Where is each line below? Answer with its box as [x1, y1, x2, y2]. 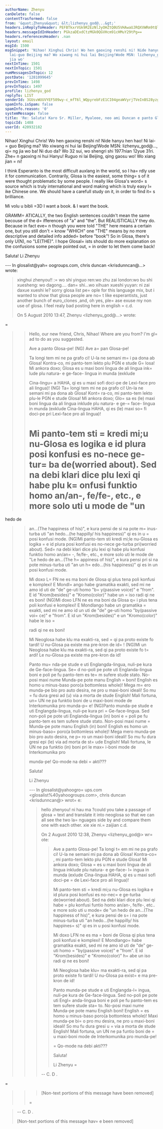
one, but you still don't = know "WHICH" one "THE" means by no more [5, 228, 147, 234]
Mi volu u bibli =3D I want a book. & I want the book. [5, 203, 109, 209]
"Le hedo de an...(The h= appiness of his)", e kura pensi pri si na [29, 557, 158, 563]
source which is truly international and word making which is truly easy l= [5, 183, 152, 190]
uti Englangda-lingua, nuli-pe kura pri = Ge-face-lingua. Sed [29, 708, 149, 714]
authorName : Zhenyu [5, 7, 45, 12]
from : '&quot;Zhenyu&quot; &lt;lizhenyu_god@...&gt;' [5, 20, 116, 26]
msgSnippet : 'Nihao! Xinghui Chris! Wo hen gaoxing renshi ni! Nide [5, 48, 147, 52]
